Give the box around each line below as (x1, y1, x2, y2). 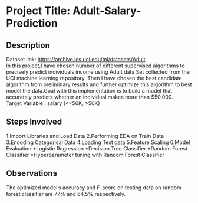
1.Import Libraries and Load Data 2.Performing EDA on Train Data (6, 132, 164, 139)
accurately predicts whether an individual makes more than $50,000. (6, 93, 174, 100)
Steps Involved (6, 117, 62, 127)
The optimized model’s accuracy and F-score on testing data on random (6, 184, 181, 191)
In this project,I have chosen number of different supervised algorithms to (6, 62, 185, 69)
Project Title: (6, 4, 71, 18)
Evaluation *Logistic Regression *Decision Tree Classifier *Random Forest (6, 145, 188, 152)
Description (6, 40, 50, 50)
